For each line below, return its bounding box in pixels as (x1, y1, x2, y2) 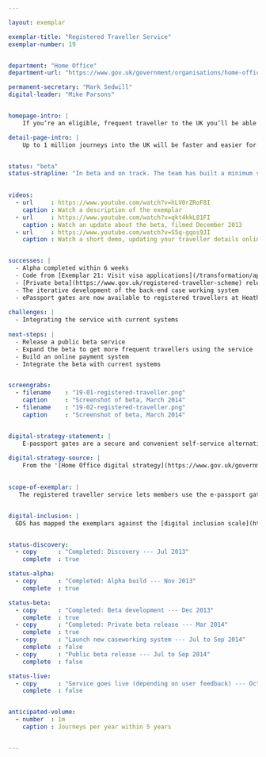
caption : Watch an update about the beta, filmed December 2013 (22, 221, 243, 229)
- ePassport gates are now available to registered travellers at (15, 294, 239, 302)
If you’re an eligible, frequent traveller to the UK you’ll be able (22, 119, 257, 127)
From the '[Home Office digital (22, 462, 129, 470)
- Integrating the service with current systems (15, 316, 179, 324)
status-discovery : (8, 540, 69, 548)
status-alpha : (8, 570, 55, 578)
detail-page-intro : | (8, 133, 80, 141)
